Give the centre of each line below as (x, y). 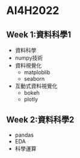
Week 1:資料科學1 (39, 34)
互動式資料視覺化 (36, 86)
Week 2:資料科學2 (40, 120)
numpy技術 (29, 58)
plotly (31, 99)
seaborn (34, 79)
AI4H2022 (33, 11)
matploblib (37, 72)
